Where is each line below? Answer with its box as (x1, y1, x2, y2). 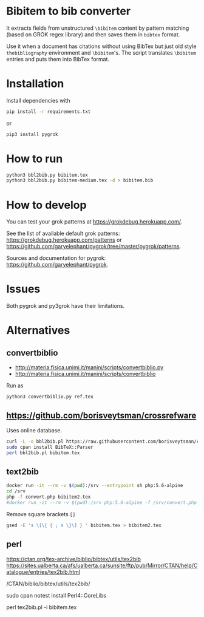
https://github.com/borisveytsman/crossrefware (6, 411, 197, 421)
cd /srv (6, 488, 26, 494)
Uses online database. (6, 426, 63, 434)
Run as (6, 382, 24, 389)
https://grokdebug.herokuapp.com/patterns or (6, 236, 123, 244)
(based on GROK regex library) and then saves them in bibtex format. (6, 30, 180, 38)
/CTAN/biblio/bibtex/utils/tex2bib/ (6, 580, 90, 587)
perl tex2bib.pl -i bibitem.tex (6, 603, 77, 611)
